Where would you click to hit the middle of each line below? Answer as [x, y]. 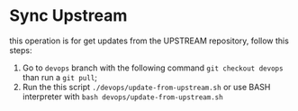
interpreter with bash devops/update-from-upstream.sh [122, 97]
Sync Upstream [68, 16]
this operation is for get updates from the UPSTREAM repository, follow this [149, 41]
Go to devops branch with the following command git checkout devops [153, 68]
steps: [21, 50]
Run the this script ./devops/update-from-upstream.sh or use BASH [146, 87]
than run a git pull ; [59, 77]
